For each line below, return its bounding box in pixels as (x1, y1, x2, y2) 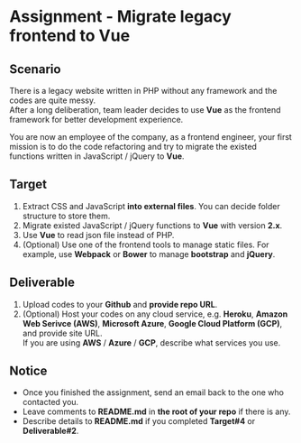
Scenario (9, 61, 61, 77)
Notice (9, 364, 48, 379)
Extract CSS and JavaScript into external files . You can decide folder (22, 200, 281, 211)
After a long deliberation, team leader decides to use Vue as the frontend (9, 105, 281, 115)
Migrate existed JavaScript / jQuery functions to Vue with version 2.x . (22, 219, 283, 231)
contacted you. (22, 397, 79, 408)
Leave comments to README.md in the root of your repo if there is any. (22, 406, 291, 417)
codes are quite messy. (9, 95, 96, 106)
